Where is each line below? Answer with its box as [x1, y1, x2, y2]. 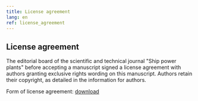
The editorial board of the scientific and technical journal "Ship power [6, 58, 177, 65]
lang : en [6, 14, 28, 20]
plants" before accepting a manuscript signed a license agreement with [6, 64, 181, 71]
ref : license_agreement [6, 20, 65, 26]
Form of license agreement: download [6, 88, 99, 95]
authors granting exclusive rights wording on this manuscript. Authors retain [6, 70, 193, 77]
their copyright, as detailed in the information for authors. [6, 77, 147, 84]
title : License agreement [6, 8, 70, 15]
